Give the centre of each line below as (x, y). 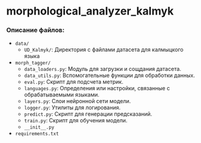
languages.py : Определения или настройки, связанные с (97, 88)
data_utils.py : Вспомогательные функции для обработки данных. (110, 75)
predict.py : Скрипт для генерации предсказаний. (88, 114)
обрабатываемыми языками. (62, 95)
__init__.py (39, 128)
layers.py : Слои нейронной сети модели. (77, 101)
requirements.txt (37, 134)
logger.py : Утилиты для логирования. (72, 108)
